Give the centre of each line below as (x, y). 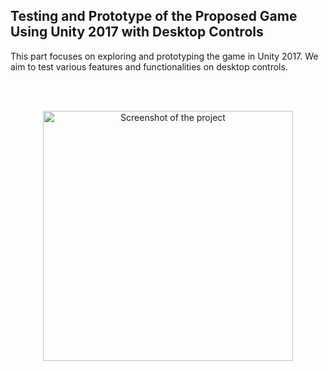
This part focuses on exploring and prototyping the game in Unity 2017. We (164, 56)
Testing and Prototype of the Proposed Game (154, 16)
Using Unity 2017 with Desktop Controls (137, 32)
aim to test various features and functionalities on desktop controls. (149, 66)
